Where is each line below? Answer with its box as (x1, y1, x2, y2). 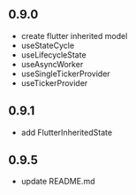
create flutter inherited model (20, 30, 128, 41)
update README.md (20, 176, 95, 187)
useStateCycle (20, 40, 75, 51)
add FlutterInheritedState (20, 127, 112, 137)
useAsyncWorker (20, 58, 84, 69)
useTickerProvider (20, 77, 88, 88)
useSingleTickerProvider (20, 68, 111, 79)
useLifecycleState (20, 49, 87, 60)
